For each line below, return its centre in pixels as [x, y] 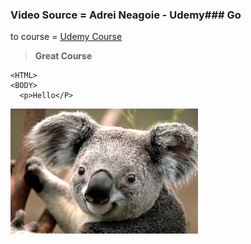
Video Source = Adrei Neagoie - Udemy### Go [126, 15]
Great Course [63, 56]
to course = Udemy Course [66, 37]
